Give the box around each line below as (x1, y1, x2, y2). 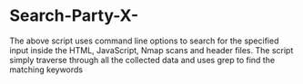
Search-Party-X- (9, 5, 139, 26)
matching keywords (9, 64, 84, 75)
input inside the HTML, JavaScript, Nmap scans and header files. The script (9, 44, 294, 55)
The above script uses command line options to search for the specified (9, 35, 279, 46)
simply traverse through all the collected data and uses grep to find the (9, 54, 276, 65)
